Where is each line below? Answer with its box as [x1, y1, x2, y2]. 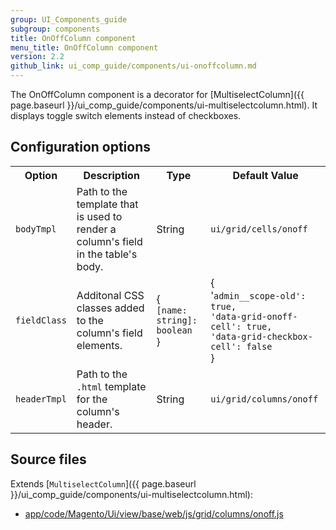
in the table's [76, 247, 138, 261]
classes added [76, 301, 145, 315]
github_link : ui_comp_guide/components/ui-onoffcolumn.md [10, 61, 257, 71]
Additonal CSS [76, 288, 145, 302]
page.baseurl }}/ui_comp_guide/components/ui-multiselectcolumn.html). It [10, 99, 318, 111]
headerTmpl [15, 393, 67, 405]
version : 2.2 [10, 52, 65, 62]
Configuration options [10, 139, 152, 156]
